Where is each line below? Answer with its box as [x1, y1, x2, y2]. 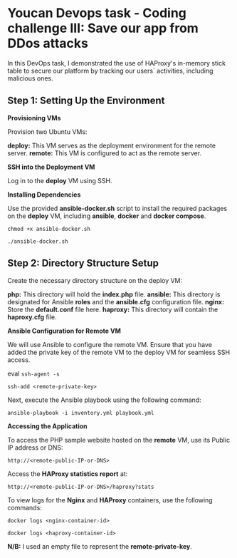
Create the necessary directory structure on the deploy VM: [7, 276, 183, 284]
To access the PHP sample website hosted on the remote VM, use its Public [7, 435, 230, 444]
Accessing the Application [7, 422, 88, 430]
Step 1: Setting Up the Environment [7, 95, 165, 107]
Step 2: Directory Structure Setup [7, 257, 159, 269]
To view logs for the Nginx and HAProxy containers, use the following [7, 495, 213, 504]
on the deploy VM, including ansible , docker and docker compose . [7, 212, 206, 220]
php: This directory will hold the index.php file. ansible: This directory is [7, 290, 221, 299]
